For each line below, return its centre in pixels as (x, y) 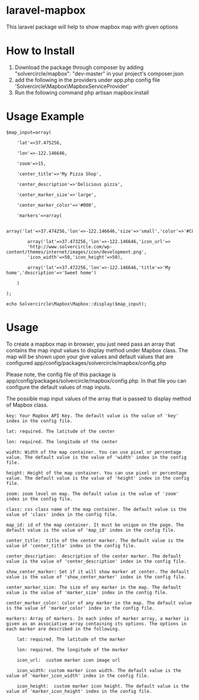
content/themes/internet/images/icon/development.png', (76, 252)
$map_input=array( (29, 132)
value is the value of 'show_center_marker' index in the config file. (96, 577)
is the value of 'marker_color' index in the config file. (81, 608)
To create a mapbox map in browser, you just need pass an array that (91, 344)
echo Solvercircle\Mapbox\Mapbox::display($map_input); (76, 304)
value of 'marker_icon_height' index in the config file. (79, 691)
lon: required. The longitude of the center (62, 442)
